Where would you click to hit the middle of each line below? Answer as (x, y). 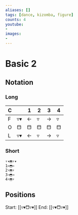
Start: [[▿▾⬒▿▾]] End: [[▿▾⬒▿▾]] (37, 207)
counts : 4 (16, 19)
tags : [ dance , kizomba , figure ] (39, 15)
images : (13, 34)
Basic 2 (21, 64)
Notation (19, 82)
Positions (20, 195)
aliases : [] (18, 10)
